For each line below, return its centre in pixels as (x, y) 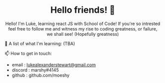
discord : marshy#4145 (35, 70)
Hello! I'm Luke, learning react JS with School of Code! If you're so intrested (83, 24)
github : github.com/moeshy (41, 75)
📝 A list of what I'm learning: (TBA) (40, 43)
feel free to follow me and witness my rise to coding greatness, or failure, (83, 28)
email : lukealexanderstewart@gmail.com (54, 65)
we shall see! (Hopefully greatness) (83, 34)
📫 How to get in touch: (28, 53)
